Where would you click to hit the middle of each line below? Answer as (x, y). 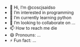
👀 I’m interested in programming (42, 12)
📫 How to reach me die (33, 28)
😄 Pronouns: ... (25, 35)
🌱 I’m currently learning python (40, 18)
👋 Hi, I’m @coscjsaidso (32, 7)
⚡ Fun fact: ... (23, 40)
